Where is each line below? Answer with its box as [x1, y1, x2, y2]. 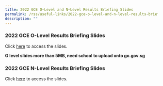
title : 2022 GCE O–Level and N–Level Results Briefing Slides [5, 7, 133, 12]
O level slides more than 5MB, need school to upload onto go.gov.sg [5, 52, 145, 58]
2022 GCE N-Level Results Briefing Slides [5, 65, 105, 71]
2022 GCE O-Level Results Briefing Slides [5, 32, 105, 39]
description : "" [5, 16, 38, 21]
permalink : [5, 12, 27, 17]
